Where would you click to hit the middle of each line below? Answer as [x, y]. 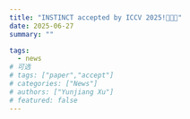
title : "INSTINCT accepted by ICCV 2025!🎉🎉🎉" [95, 17]
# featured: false [43, 100]
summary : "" [31, 34]
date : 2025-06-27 [42, 26]
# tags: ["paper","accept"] [62, 76]
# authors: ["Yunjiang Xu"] [62, 92]
